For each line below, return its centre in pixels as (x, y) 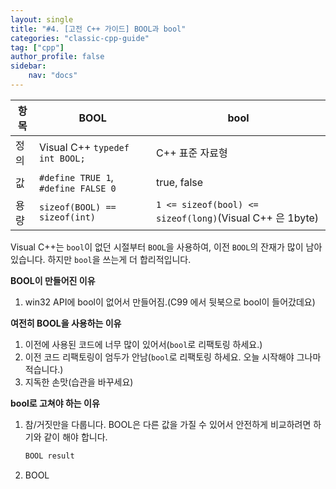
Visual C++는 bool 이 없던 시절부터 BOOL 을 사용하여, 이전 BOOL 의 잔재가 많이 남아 (166, 247)
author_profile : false (57, 57)
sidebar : (28, 66)
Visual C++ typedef (84, 147)
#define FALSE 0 (77, 188)
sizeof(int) (67, 217)
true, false (180, 182)
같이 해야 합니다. (75, 437)
